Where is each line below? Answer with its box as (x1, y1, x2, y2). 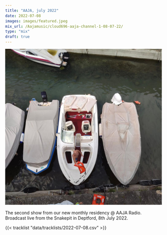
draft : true (5, 34, 30, 39)
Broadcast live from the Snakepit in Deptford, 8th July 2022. (5, 215, 128, 221)
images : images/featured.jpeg (5, 18, 68, 23)
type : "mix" (5, 29, 30, 34)
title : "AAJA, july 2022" (5, 8, 59, 13)
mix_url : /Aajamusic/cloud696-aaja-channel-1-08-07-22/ (5, 24, 123, 29)
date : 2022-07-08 (5, 13, 41, 18)
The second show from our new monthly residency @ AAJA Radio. (5, 210, 142, 216)
